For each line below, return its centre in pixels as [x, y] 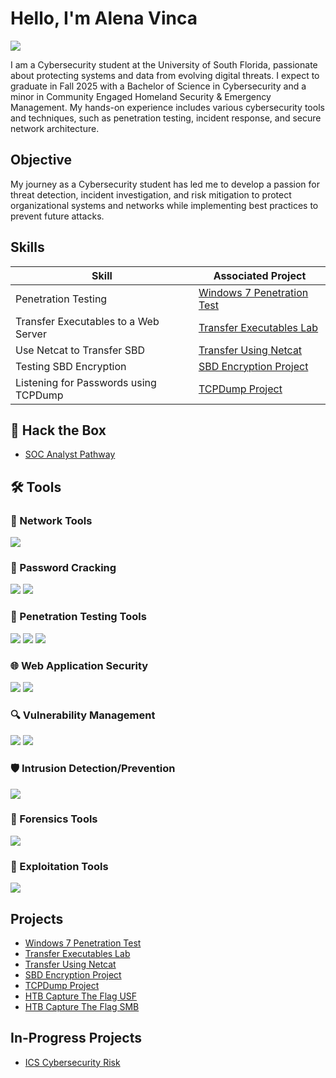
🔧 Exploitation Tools [59, 866]
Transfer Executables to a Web [87, 321]
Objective [41, 160]
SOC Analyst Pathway [70, 454]
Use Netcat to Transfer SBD [80, 350]
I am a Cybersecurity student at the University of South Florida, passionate [164, 64]
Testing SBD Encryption [71, 366]
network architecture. [55, 128]
